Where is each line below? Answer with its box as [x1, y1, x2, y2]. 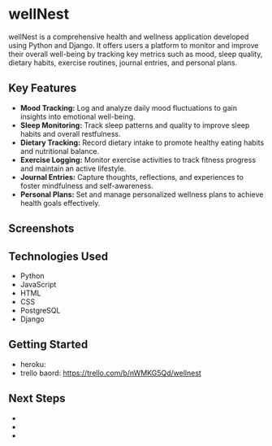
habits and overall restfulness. [19, 129, 121, 138]
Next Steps [8, 391, 66, 405]
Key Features [8, 81, 77, 95]
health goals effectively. [19, 198, 101, 208]
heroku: [19, 359, 46, 369]
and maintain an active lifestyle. [19, 164, 127, 173]
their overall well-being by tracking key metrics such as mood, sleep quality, [8, 49, 263, 59]
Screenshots [8, 221, 75, 236]
